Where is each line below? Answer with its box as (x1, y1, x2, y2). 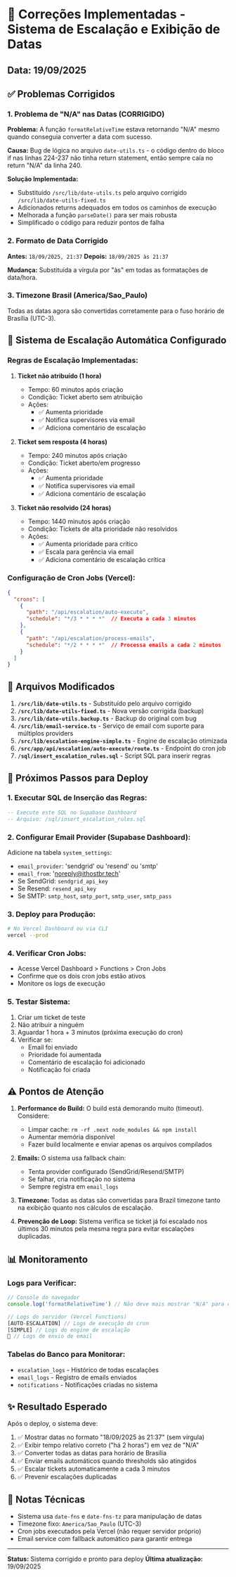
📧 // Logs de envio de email (7, 1333, 93, 1340)
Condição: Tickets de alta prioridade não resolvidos (27, 524, 178, 533)
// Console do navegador (7, 1294, 80, 1301)
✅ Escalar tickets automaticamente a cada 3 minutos (17, 1464, 171, 1473)
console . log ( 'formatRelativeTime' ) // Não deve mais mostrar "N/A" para (7, 1301, 225, 1308)
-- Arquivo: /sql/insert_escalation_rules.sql (7, 815, 146, 822)
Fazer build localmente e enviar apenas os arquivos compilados (27, 1140, 212, 1149)
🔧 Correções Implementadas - (7, 6, 186, 23)
